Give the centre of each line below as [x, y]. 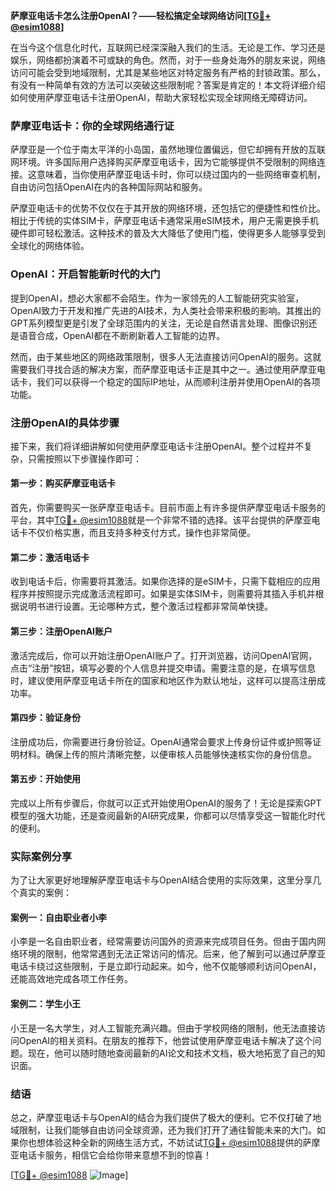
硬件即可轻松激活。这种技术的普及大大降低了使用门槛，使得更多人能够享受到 [168, 233]
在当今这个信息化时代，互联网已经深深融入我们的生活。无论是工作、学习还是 [168, 47]
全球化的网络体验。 [50, 246]
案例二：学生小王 [45, 1003]
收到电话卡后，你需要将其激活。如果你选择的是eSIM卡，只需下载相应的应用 [165, 581]
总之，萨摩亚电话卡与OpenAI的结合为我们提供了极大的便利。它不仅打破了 [161, 1117]
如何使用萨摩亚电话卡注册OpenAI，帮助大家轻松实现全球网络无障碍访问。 [161, 97]
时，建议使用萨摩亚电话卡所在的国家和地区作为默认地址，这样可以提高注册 [163, 680]
